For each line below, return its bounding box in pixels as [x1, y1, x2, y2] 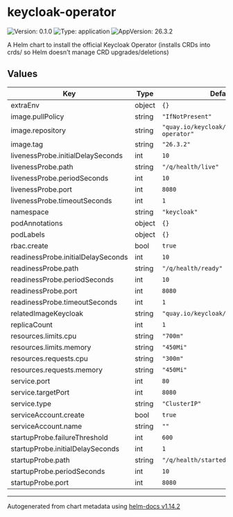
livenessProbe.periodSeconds [10, 173, 109, 183]
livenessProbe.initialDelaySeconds [10, 151, 123, 160]
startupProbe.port [10, 477, 69, 487]
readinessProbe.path [10, 263, 79, 273]
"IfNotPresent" [162, 112, 212, 120]
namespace [10, 207, 49, 217]
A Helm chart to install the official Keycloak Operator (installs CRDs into [7, 40, 211, 49]
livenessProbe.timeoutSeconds [10, 196, 112, 205]
